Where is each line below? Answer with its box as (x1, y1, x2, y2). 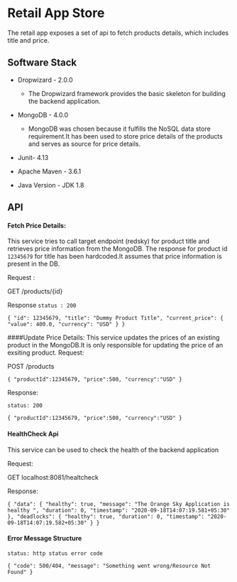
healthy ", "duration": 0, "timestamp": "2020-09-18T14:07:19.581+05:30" (7, 507, 231, 514)
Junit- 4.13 (17, 153, 49, 161)
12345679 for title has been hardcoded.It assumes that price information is (7, 252, 222, 261)
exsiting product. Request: (7, 348, 84, 357)
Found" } (7, 568, 33, 576)
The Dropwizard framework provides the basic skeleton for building (28, 89, 226, 97)
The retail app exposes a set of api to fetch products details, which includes (7, 28, 229, 37)
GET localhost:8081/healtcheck (7, 473, 99, 481)
